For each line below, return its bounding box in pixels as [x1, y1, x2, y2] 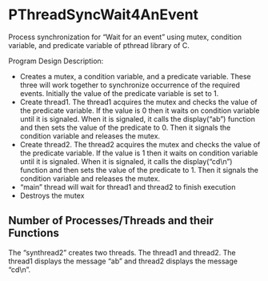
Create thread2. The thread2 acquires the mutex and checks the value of [19, 139, 261, 149]
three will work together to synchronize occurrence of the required [19, 80, 240, 90]
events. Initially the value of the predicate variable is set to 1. [19, 88, 219, 98]
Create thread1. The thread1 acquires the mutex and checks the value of [19, 97, 258, 106]
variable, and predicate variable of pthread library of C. [8, 40, 190, 50]
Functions [8, 227, 60, 240]
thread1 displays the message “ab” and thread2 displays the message [8, 256, 238, 266]
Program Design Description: [8, 56, 104, 66]
